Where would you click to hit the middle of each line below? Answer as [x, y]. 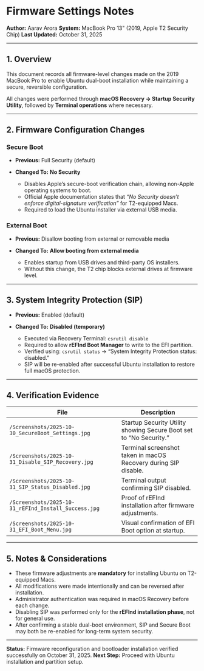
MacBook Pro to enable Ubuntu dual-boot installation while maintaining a [97, 80]
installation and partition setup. [45, 662]
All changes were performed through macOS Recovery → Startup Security [101, 98]
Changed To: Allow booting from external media [77, 250]
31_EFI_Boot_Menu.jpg [40, 530]
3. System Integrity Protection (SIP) [75, 300]
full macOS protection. [52, 370]
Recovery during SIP [150, 463]
